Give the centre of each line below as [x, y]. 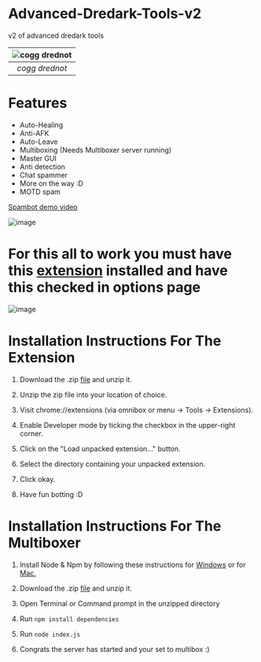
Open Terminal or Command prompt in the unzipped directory [119, 603]
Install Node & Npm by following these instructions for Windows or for [132, 565]
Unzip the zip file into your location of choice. [93, 395]
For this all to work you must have [120, 254]
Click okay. [37, 479]
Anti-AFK [34, 133]
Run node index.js [50, 634]
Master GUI [38, 158]
